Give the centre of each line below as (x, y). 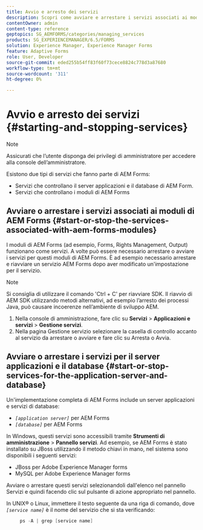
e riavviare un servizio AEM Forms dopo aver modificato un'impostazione (98, 264)
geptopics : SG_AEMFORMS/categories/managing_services (76, 34)
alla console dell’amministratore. (46, 162)
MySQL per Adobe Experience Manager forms (73, 473)
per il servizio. (24, 270)
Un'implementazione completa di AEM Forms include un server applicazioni (101, 399)
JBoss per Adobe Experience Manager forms (71, 467)
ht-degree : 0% (24, 79)
